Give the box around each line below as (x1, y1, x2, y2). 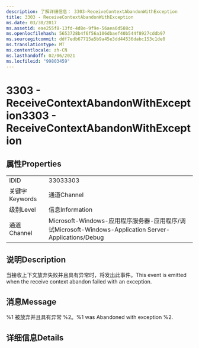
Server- (147, 225, 170, 234)
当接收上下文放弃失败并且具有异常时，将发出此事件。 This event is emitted (6, 272, 187, 279)
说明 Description (6, 254, 66, 265)
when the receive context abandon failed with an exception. (6, 278, 152, 285)
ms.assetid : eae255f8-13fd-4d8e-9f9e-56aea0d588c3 (6, 25, 134, 31)
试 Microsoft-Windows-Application (48, 225, 146, 234)
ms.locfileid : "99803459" (6, 58, 70, 64)
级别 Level (9, 205, 36, 214)
